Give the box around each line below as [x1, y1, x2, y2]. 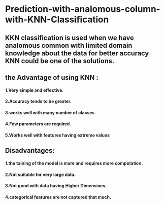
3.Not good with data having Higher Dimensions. [5, 183, 107, 189]
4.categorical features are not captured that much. [5, 194, 112, 200]
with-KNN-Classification [5, 14, 109, 25]
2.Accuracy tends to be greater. [5, 99, 72, 104]
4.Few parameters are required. [5, 121, 71, 127]
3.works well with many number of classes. [5, 109, 96, 115]
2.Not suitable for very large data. [5, 171, 76, 177]
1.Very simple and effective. [5, 87, 64, 93]
